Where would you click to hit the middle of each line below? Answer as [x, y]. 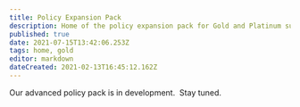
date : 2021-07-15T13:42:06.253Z [69, 42]
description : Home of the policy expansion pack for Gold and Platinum [145, 26]
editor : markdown [42, 59]
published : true [39, 34]
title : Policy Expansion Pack [66, 17]
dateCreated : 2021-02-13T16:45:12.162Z [83, 68]
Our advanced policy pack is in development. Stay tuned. [115, 92]
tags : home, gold [42, 51]
